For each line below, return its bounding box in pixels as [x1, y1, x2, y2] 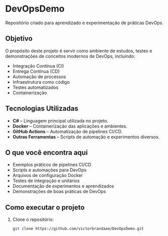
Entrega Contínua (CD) [12, 68, 60, 74]
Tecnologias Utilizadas [5, 104, 79, 113]
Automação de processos [12, 74, 67, 80]
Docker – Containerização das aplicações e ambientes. [12, 123, 128, 129]
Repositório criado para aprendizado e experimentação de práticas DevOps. [5, 20, 164, 26]
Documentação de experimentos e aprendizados [12, 183, 115, 189]
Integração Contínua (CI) [12, 63, 64, 69]
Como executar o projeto [5, 203, 85, 212]
